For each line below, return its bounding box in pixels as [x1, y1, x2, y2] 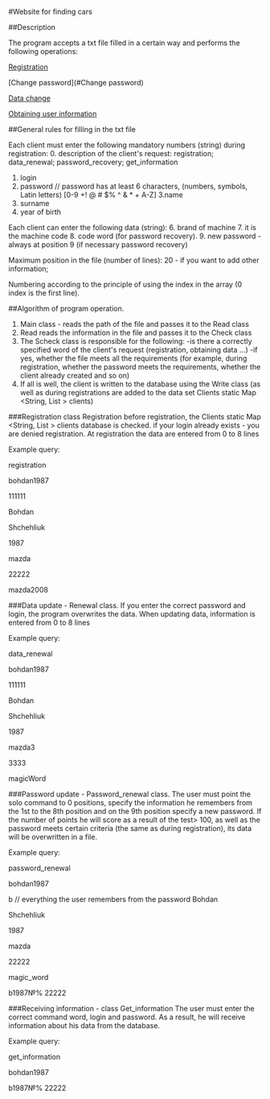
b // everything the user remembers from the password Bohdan [8, 894, 219, 904]
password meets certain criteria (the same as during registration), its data [8, 824, 252, 833]
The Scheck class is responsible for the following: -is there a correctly [19, 337, 252, 345]
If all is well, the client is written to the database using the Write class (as [19, 379, 261, 389]
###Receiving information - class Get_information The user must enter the [8, 1004, 255, 1013]
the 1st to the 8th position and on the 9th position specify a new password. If [8, 807, 262, 816]
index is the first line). [8, 288, 80, 297]
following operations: [8, 47, 79, 56]
